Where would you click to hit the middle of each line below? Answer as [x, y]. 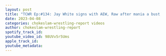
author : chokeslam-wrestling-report [43, 28]
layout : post [19, 9]
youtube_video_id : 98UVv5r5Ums [37, 37]
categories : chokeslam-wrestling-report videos [55, 23]
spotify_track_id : [24, 32]
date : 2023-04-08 [23, 19]
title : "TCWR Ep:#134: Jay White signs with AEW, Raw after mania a [77, 14]
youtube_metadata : [24, 46]
